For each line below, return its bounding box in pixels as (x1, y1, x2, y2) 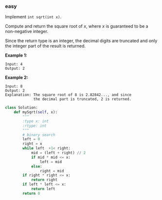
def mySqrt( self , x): (14, 110, 57, 115)
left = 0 (22, 137, 40, 142)
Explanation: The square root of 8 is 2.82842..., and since (5, 93, 132, 98)
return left (31, 186, 55, 192)
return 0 (22, 191, 40, 196)
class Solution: (5, 105, 38, 110)
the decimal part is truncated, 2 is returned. (33, 97, 132, 102)
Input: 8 (5, 84, 23, 89)
